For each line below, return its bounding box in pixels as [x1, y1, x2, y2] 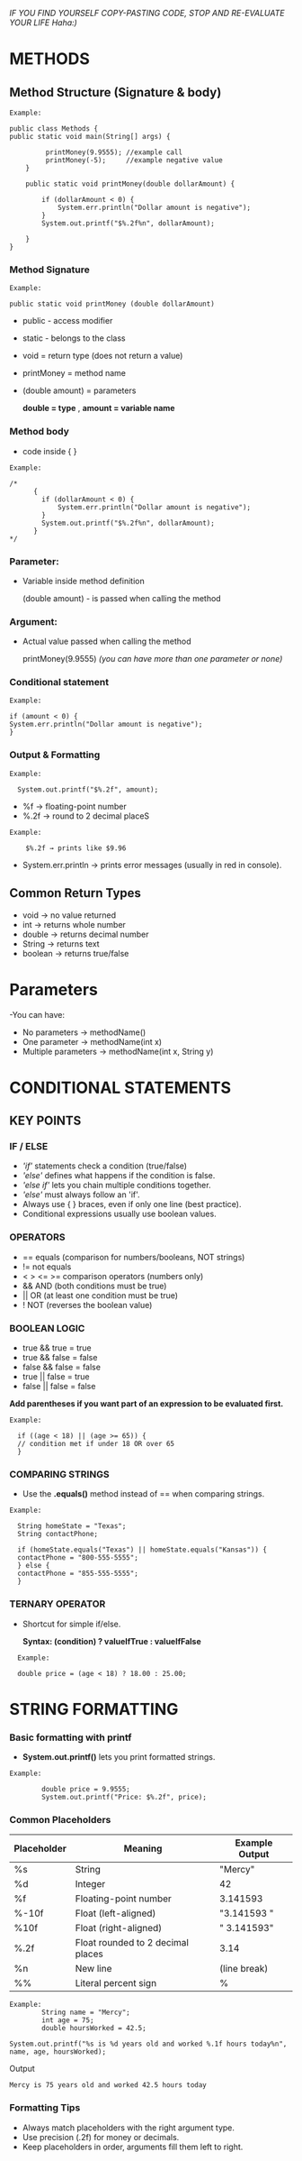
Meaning [123, 1843, 163, 1855]
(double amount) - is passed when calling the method [22, 592, 222, 603]
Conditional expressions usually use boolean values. [22, 1208, 218, 1220]
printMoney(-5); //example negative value [45, 156, 223, 165]
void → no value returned [22, 910, 117, 920]
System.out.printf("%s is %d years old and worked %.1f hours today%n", [9, 2039, 288, 2049]
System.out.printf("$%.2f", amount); [17, 784, 159, 794]
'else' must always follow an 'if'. [22, 1189, 141, 1200]
